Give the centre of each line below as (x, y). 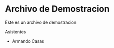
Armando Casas (28, 41)
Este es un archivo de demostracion (41, 22)
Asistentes (15, 32)
